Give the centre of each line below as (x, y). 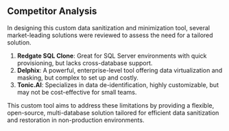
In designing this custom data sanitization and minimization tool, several (109, 27)
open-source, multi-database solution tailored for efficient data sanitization (113, 112)
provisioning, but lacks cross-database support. (85, 63)
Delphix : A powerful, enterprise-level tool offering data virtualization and (120, 70)
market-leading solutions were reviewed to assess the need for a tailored (110, 35)
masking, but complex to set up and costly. (78, 78)
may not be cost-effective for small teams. (77, 92)
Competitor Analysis (52, 11)
